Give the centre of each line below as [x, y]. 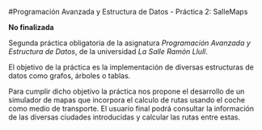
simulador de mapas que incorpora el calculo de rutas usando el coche [127, 100]
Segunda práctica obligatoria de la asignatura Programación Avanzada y [129, 43]
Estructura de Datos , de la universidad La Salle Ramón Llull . [108, 51]
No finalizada [31, 27]
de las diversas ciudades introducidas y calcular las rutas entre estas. [125, 117]
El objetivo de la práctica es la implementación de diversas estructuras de [131, 67]
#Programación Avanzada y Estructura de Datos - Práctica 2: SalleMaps [128, 12]
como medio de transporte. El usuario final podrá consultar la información [131, 109]
